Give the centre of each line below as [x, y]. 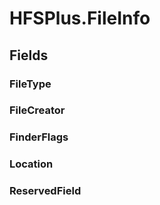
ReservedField [45, 191]
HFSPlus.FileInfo [80, 18]
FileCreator [37, 110]
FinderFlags [39, 137]
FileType [30, 84]
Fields [29, 55]
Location [31, 164]
